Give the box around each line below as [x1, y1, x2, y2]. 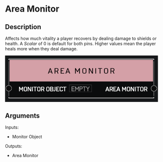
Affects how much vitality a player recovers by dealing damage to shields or [5, 35, 157, 41]
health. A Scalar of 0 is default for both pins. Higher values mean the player [5, 41, 156, 47]
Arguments [5, 112, 40, 120]
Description [5, 23, 41, 31]
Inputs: [5, 124, 19, 130]
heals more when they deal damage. [5, 46, 78, 51]
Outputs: [5, 143, 23, 149]
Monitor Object [12, 133, 42, 139]
